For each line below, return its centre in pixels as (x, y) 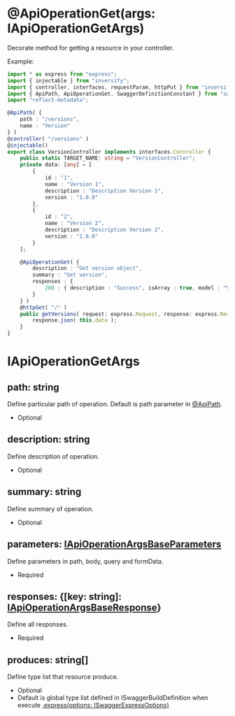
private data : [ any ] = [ (56, 165)
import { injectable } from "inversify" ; (69, 80)
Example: (21, 61)
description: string (49, 439)
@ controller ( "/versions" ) (48, 138)
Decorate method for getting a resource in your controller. (91, 48)
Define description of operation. (53, 456)
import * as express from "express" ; (62, 74)
